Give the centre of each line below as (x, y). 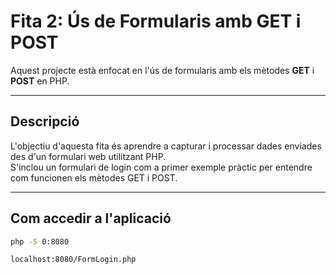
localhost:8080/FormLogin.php (73, 260)
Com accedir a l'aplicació (91, 218)
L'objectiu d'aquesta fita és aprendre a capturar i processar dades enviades (166, 146)
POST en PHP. (40, 81)
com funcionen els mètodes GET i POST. (94, 177)
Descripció (45, 121)
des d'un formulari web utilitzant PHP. (88, 156)
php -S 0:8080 (40, 241)
